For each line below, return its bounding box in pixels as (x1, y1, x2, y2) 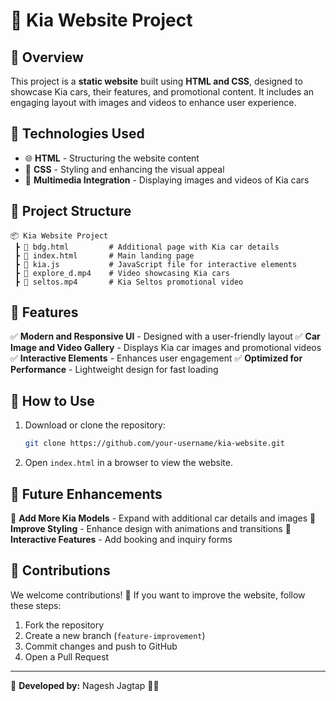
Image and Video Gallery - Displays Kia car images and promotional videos (10, 342, 322, 354)
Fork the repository (24, 619, 105, 631)
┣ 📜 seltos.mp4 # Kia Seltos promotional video (14, 277, 244, 287)
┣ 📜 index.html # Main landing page (14, 250, 195, 261)
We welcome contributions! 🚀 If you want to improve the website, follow (10, 589, 306, 601)
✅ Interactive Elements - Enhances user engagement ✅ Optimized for (10, 352, 303, 364)
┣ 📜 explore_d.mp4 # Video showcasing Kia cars (14, 268, 230, 278)
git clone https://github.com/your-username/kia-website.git (24, 439, 286, 449)
